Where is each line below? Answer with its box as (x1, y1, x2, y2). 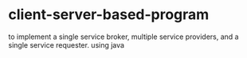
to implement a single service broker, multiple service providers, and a (8, 32, 239, 41)
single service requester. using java (8, 40, 125, 49)
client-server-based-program (8, 6, 210, 24)
